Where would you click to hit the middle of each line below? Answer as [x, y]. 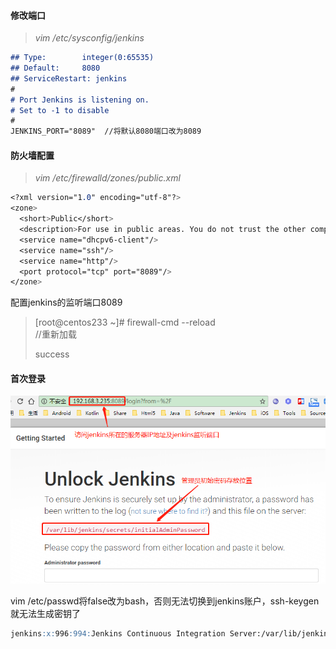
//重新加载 [55, 334]
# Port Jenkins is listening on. [80, 100]
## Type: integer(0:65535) [82, 58]
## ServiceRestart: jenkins [69, 78]
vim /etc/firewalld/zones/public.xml [107, 178]
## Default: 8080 [55, 68]
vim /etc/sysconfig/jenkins [89, 38]
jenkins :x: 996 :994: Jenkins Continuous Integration [118, 633]
